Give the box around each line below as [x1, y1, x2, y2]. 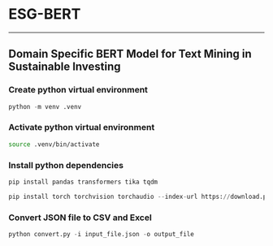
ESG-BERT [8, 5, 81, 24]
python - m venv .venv [8, 102, 82, 110]
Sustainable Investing [8, 60, 121, 74]
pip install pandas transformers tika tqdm [8, 178, 158, 186]
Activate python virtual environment [8, 122, 155, 133]
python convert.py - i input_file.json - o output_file [8, 231, 195, 239]
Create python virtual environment [8, 84, 149, 96]
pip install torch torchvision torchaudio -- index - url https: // [8, 192, 231, 201]
